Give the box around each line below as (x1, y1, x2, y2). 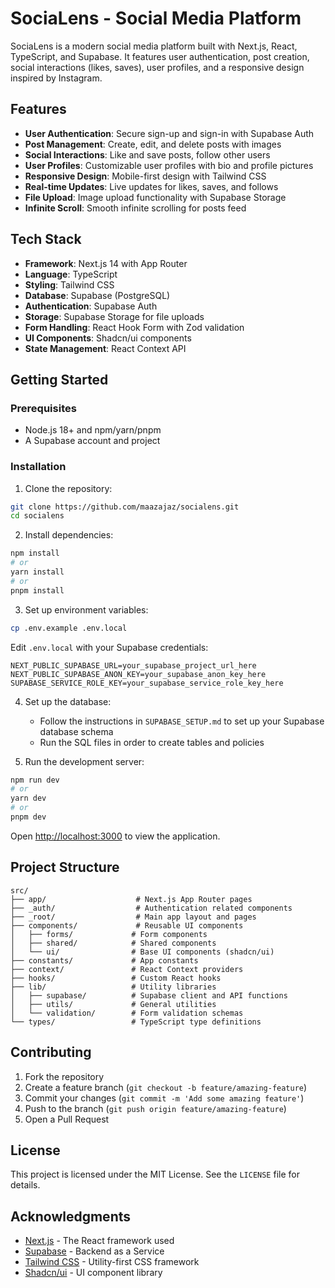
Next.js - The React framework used (24, 1235, 175, 1247)
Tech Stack (10, 231, 82, 248)
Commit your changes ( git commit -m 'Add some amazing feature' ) (24, 1092, 305, 1104)
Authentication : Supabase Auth (24, 300, 158, 312)
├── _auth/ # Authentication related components (10, 903, 293, 913)
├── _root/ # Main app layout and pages (10, 912, 257, 922)
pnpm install (10, 585, 65, 596)
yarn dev (10, 793, 47, 804)
